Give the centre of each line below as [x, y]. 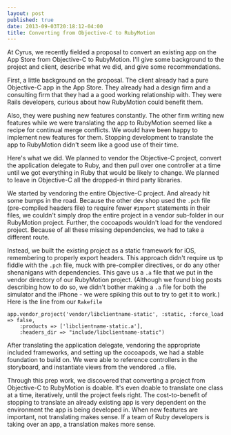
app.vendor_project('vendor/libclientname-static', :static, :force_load [115, 315]
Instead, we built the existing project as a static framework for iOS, [102, 251]
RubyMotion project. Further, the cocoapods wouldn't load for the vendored [115, 223]
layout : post [26, 13]
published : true [30, 20]
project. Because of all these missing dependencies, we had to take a [106, 230]
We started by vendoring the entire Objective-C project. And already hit [109, 193]
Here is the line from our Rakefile [55, 302]
